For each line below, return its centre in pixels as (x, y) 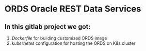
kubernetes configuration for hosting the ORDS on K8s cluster (73, 43)
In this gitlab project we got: (48, 27)
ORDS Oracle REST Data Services (73, 9)
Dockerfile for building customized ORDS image (59, 38)
